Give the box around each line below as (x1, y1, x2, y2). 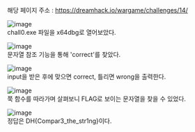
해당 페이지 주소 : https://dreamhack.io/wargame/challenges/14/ (7, 6, 188, 14)
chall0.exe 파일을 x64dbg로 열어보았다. (7, 28, 116, 36)
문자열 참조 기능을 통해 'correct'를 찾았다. (7, 51, 121, 58)
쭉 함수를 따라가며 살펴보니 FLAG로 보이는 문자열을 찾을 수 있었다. (7, 94, 187, 103)
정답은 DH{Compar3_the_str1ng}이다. (7, 117, 112, 125)
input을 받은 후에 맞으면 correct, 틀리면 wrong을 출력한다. (7, 72, 166, 81)
